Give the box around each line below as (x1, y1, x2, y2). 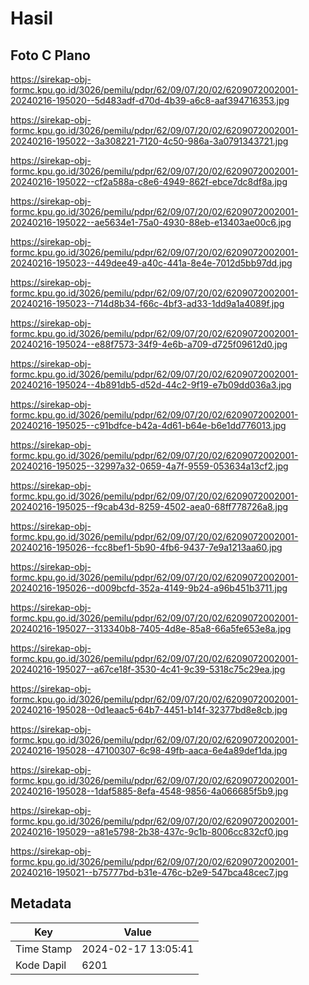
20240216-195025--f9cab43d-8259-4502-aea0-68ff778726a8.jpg (10, 501, 289, 512)
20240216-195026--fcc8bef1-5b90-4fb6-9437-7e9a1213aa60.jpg (10, 542, 283, 553)
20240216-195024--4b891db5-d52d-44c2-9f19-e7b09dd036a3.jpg (10, 379, 292, 391)
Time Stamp (15, 942, 73, 956)
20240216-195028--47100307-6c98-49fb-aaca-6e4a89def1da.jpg (10, 745, 288, 756)
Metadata (10, 895, 72, 912)
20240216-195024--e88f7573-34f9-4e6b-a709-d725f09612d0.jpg (10, 338, 288, 350)
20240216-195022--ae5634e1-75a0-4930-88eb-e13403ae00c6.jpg (10, 217, 292, 228)
